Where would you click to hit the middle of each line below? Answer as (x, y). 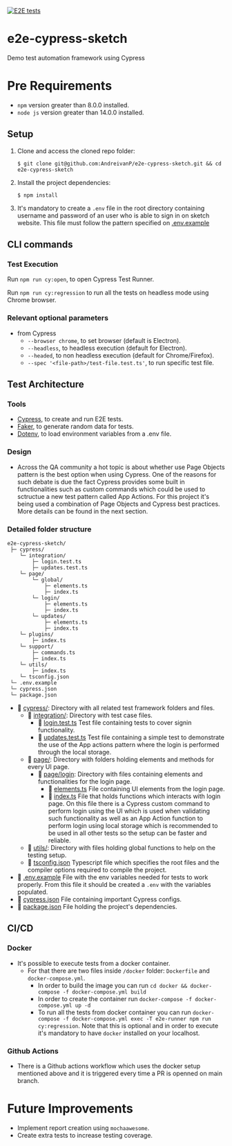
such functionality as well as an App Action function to (126, 818)
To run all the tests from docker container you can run (114, 1012)
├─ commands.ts (54, 652)
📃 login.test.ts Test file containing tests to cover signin (115, 722)
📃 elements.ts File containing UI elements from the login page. (136, 788)
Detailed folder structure (49, 529)
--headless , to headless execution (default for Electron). (107, 348)
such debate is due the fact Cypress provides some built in (101, 482)
